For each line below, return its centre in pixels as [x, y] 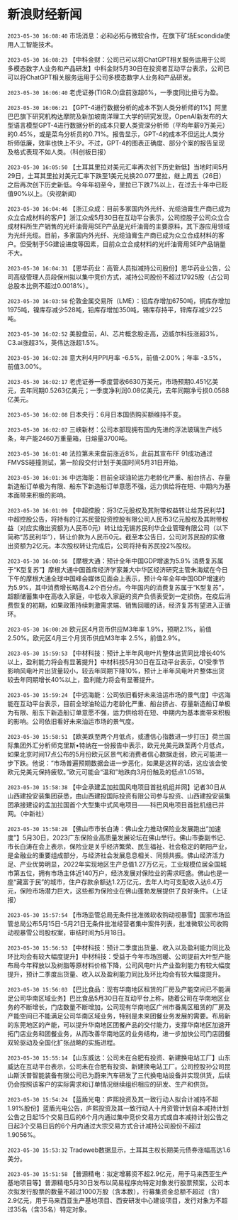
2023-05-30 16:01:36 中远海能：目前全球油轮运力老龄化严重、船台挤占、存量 [119, 477]
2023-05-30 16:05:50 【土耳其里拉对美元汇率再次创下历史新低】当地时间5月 [118, 167]
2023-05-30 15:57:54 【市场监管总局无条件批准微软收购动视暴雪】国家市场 [116, 914]
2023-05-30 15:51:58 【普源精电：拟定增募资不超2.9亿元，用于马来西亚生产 [118, 1174]
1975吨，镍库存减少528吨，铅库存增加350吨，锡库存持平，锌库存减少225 [115, 309]
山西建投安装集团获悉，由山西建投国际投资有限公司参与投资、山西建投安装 [116, 796]
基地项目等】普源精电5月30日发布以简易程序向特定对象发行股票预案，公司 [115, 1182]
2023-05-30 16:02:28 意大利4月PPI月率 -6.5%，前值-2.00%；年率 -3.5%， [116, 357]
